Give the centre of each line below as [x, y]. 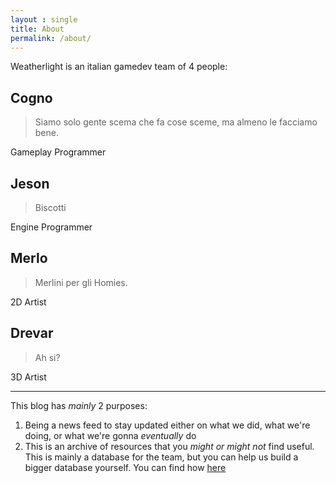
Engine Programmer [51, 227]
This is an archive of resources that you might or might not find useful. [169, 446]
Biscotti [50, 207]
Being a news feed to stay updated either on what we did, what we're [167, 425]
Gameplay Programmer [58, 152]
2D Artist [28, 302]
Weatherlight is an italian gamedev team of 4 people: [119, 67]
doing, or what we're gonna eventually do [110, 435]
